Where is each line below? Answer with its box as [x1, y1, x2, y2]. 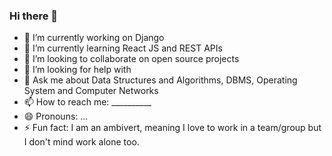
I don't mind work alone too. [23, 136, 140, 148]
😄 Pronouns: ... [23, 110, 89, 123]
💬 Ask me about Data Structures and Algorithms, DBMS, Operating [23, 74, 298, 86]
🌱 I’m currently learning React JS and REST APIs [23, 42, 223, 54]
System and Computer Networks [23, 85, 159, 97]
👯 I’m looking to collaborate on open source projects [23, 53, 240, 65]
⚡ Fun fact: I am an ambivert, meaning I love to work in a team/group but [23, 122, 322, 134]
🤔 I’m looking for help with [23, 64, 132, 76]
